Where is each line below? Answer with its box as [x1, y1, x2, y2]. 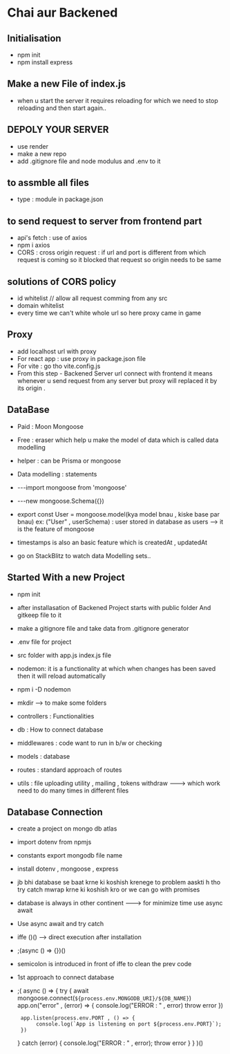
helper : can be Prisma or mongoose [17, 456, 122, 465]
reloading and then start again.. [17, 104, 107, 112]
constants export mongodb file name [17, 851, 123, 860]
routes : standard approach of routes [17, 766, 122, 774]
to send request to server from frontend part [7, 215, 202, 227]
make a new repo [17, 149, 67, 158]
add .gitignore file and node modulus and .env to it [17, 157, 161, 165]
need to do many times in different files [17, 786, 129, 795]
